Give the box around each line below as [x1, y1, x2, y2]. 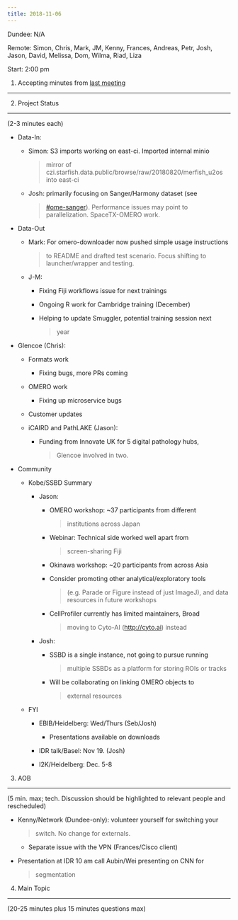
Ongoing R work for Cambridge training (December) [38, 300, 191, 309]
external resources [67, 691, 123, 700]
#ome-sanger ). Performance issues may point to [45, 202, 188, 211]
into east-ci [45, 175, 79, 184]
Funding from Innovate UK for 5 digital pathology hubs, [38, 437, 200, 446]
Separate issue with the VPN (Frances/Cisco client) [28, 843, 178, 851]
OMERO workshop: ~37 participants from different [49, 505, 197, 514]
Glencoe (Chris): [17, 341, 66, 350]
